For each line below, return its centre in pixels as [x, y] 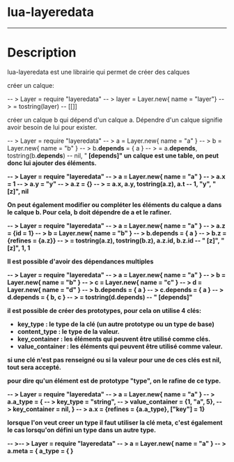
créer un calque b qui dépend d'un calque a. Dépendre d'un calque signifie [115, 120]
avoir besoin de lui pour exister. [52, 127]
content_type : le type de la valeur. [68, 331]
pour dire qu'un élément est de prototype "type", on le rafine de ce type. [114, 380]
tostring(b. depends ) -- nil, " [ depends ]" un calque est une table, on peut [113, 155]
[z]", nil [18, 191]
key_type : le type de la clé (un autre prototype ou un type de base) [116, 324]
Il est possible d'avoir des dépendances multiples [80, 261]
